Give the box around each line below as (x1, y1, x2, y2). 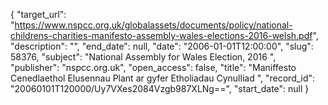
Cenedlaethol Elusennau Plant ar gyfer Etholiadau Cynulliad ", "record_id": (10, 72, 316, 84)
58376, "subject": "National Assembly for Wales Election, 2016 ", (10, 51, 277, 63)
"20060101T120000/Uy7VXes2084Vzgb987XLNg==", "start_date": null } (10, 83, 310, 94)
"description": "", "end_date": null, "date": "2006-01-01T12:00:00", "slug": (10, 40, 314, 52)
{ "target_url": (10, 9, 67, 20)
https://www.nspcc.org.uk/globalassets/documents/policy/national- (14, 19, 293, 31)
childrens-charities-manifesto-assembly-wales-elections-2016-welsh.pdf (10, 30, 313, 41)
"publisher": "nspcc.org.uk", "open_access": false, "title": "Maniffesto (10, 62, 297, 73)
